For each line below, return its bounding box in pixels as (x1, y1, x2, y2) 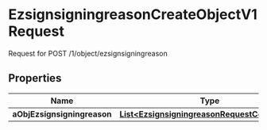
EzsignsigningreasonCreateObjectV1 (8, 6, 258, 24)
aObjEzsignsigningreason (12, 109, 112, 120)
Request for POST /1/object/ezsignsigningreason (8, 48, 168, 58)
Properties (8, 71, 62, 85)
